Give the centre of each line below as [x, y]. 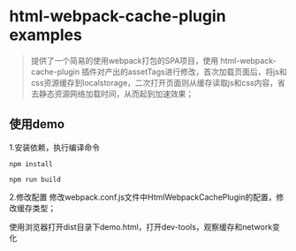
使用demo [37, 124]
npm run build [35, 179]
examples [46, 35]
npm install [31, 164]
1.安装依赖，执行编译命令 [54, 147]
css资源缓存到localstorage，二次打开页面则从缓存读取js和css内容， [154, 82]
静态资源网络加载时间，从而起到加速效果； [116, 94]
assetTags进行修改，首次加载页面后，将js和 [207, 72]
